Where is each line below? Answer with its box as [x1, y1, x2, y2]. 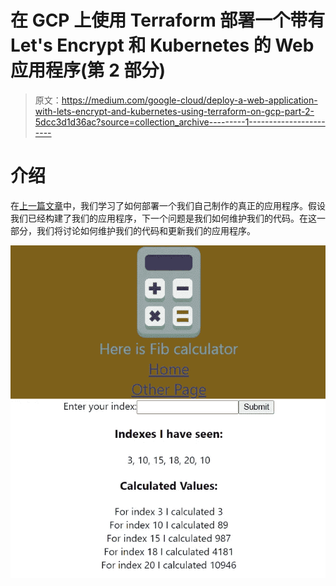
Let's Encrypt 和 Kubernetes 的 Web [10, 34, 315, 57]
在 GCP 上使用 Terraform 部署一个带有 [10, 9, 326, 32]
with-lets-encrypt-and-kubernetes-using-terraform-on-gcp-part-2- [34, 105, 315, 117]
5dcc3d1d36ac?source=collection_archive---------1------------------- [34, 116, 326, 128]
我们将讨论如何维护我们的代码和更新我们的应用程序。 [36, 224, 256, 236]
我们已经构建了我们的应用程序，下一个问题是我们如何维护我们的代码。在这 [10, 212, 317, 224]
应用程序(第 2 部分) [10, 59, 167, 82]
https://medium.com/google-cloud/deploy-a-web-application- [61, 94, 318, 106]
